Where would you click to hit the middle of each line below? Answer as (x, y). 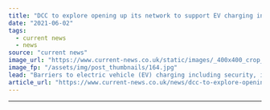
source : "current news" (48, 53)
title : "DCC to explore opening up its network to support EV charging (131, 16)
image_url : (27, 61)
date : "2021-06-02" (41, 23)
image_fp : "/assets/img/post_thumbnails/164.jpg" (93, 68)
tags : (17, 30)
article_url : (30, 82)
